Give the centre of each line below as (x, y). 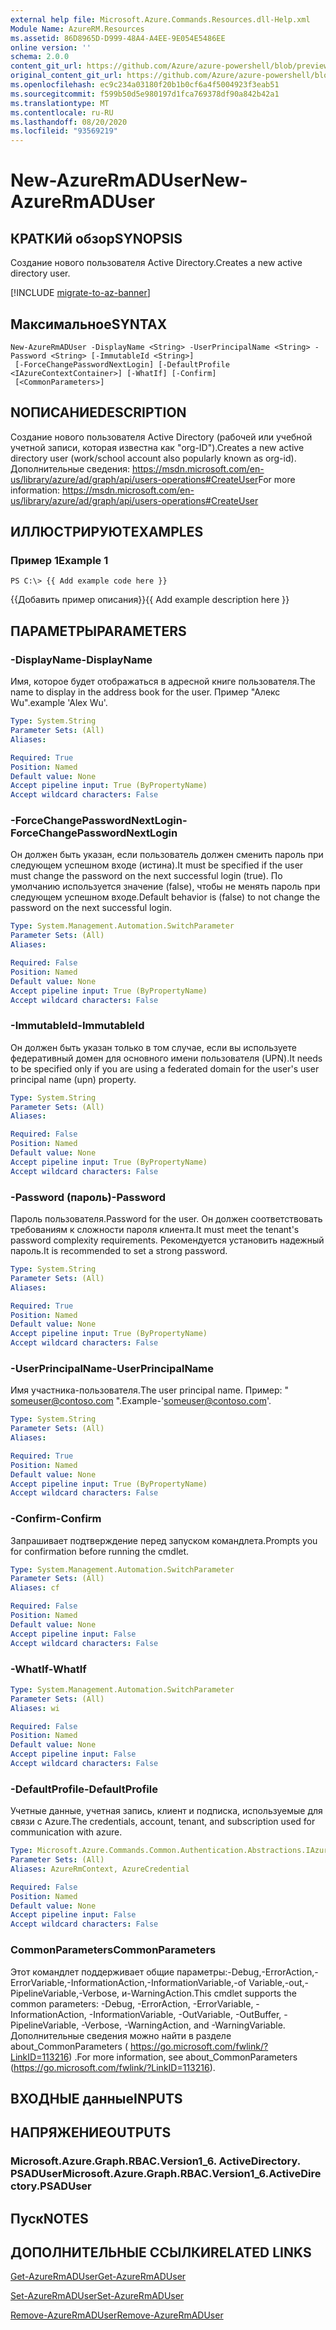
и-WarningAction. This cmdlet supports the (209, 1993)
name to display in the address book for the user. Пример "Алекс (145, 692)
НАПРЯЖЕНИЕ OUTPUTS (91, 2132)
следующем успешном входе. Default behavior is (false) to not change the (165, 897)
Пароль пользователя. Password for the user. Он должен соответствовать (166, 1219)
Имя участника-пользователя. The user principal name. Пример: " (150, 1390)
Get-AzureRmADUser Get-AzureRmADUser (98, 2277)
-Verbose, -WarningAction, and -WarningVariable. (183, 2025)
